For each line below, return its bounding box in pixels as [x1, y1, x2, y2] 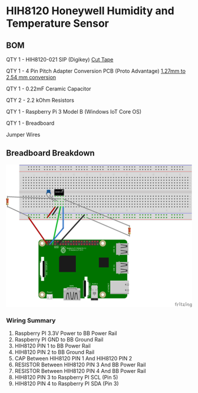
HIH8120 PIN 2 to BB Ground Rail [14, 348, 95, 356]
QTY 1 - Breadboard [6, 120, 55, 127]
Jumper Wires [6, 131, 41, 138]
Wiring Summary [6, 316, 56, 324]
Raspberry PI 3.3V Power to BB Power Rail [14, 330, 117, 337]
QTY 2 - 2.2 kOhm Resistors [6, 96, 75, 104]
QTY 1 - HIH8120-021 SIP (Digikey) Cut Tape [6, 56, 114, 63]
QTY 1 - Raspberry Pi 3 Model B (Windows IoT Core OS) [6, 108, 142, 115]
